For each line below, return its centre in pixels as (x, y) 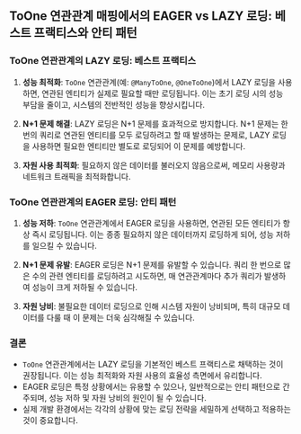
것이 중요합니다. (50, 421)
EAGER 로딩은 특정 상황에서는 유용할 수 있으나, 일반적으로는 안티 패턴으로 (151, 387)
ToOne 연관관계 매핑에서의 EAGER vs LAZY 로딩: (141, 16)
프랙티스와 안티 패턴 (85, 33)
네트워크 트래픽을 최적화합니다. (77, 176)
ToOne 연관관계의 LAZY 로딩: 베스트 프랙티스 (103, 61)
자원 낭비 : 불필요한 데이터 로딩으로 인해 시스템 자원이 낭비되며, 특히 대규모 (151, 306)
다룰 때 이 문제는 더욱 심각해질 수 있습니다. (120, 317)
